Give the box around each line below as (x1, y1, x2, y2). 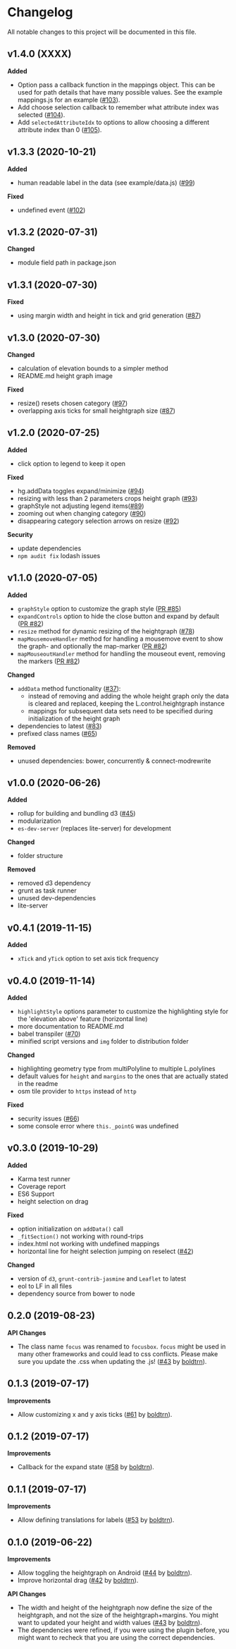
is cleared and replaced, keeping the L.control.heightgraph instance (27, 699, 225, 708)
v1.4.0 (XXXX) (7, 48, 72, 60)
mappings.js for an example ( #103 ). (17, 95, 120, 104)
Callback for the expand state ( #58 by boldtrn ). (17, 1463, 155, 1471)
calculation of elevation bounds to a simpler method (17, 364, 169, 373)
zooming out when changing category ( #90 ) (17, 509, 147, 517)
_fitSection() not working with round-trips (17, 1232, 144, 1240)
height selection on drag (17, 1197, 89, 1205)
